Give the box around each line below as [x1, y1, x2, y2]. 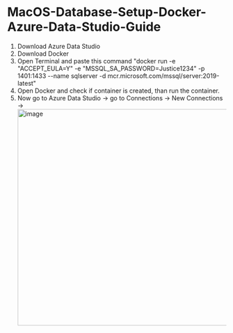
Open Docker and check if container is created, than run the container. [17, 86, 220, 95]
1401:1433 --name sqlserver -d [17, 71, 106, 80]
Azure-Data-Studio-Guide [7, 19, 161, 35]
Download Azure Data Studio [17, 42, 101, 50]
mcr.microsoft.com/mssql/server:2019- [107, 71, 220, 80]
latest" [17, 79, 37, 87]
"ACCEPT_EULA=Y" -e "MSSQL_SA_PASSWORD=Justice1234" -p [17, 64, 205, 72]
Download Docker [17, 49, 70, 58]
